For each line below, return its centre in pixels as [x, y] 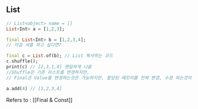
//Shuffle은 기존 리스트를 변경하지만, [48, 72]
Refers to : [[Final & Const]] [39, 100]
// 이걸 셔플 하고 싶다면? [34, 45]
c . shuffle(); [22, 62]
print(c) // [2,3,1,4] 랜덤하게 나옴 [49, 67]
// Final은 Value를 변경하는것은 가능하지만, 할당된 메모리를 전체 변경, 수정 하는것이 [99, 78]
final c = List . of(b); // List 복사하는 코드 [60, 56]
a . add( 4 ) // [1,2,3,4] [34, 88]
